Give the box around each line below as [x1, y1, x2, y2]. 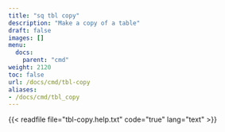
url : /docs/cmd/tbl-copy [8, 78, 91, 86]
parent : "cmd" [22, 56, 69, 64]
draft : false [8, 26, 52, 34]
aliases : [8, 85, 37, 94]
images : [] [8, 33, 45, 42]
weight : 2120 [8, 64, 52, 72]
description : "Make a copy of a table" [8, 19, 141, 27]
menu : [8, 41, 26, 49]
